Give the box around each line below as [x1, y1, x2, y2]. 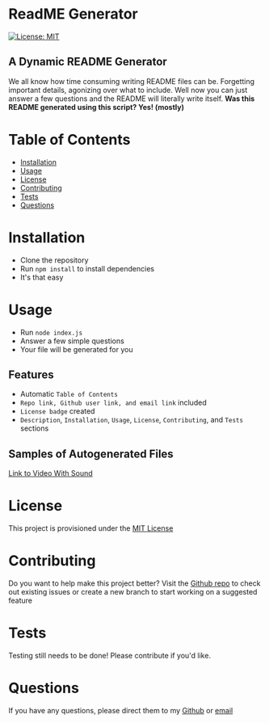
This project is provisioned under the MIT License [8, 523, 174, 533]
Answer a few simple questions [19, 336, 125, 346]
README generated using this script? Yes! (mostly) [8, 102, 184, 111]
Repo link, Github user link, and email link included [19, 397, 208, 408]
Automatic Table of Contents [19, 389, 119, 399]
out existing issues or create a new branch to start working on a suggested [8, 587, 258, 597]
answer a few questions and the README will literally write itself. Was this [8, 94, 255, 103]
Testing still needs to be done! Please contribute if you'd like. [8, 651, 212, 660]
